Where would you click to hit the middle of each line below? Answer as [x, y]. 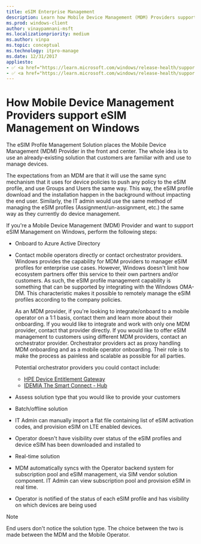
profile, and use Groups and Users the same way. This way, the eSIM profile [100, 188]
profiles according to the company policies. [68, 300]
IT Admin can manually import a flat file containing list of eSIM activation [104, 420]
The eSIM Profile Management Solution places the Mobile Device [86, 145]
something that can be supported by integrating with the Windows [96, 287]
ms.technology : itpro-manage [42, 51]
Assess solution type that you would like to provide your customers [98, 397]
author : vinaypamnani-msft [40, 28]
